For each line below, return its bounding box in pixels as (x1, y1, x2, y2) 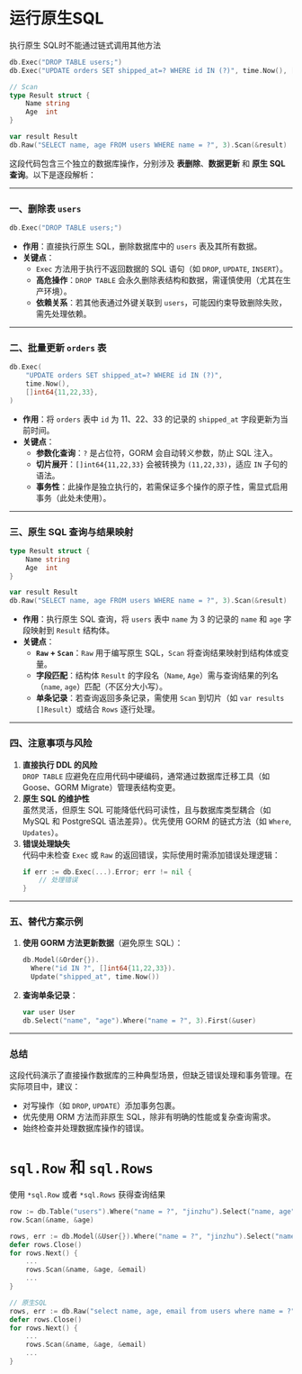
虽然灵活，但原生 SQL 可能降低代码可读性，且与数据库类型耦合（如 (22, 804, 271, 815)
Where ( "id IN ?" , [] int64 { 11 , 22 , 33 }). (31, 964, 176, 973)
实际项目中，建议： (9, 1081, 81, 1092)
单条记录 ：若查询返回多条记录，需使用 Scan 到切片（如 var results (35, 693, 285, 704)
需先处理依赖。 (35, 308, 92, 319)
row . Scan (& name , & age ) (9, 1215, 94, 1224)
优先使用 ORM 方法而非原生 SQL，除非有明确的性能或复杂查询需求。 (22, 1112, 276, 1123)
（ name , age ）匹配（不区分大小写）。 (35, 681, 168, 692)
